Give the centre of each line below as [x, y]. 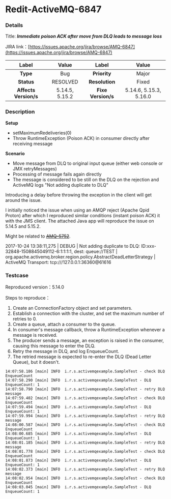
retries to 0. [25, 319]
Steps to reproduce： [28, 298]
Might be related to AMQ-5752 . [38, 236]
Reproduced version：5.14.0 [35, 287]
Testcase [17, 275]
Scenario [15, 153]
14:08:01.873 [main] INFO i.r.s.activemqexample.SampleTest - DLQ [78, 461]
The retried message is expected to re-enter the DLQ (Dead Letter [82, 357]
